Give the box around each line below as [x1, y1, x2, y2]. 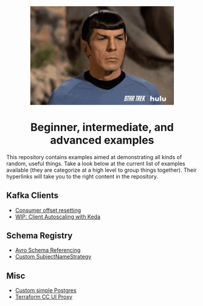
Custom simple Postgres [15, 287, 77, 294]
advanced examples [50, 134, 154, 148]
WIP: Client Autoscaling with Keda [15, 212, 101, 220]
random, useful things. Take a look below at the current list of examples [6, 160, 185, 167]
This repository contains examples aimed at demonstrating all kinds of [6, 153, 182, 160]
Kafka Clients [6, 191, 59, 201]
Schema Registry [6, 231, 73, 241]
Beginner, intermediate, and [30, 121, 174, 134]
